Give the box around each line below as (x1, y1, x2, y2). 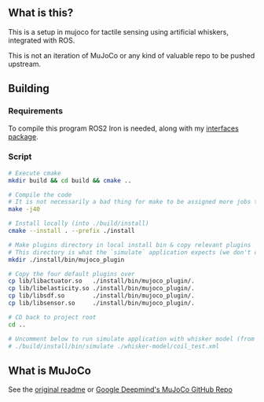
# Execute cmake (8, 169, 61, 177)
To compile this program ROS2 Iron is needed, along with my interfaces (8, 124, 240, 133)
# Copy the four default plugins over (8, 270, 135, 278)
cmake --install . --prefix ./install (8, 227, 135, 235)
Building (8, 82, 49, 95)
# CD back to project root (8, 313, 97, 321)
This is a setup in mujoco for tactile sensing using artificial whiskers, (8, 27, 229, 36)
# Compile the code (8, 190, 72, 199)
